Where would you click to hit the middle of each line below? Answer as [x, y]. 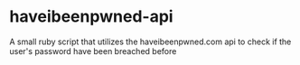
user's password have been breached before [93, 51]
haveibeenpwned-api [91, 17]
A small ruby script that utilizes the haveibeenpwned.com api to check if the [150, 42]
